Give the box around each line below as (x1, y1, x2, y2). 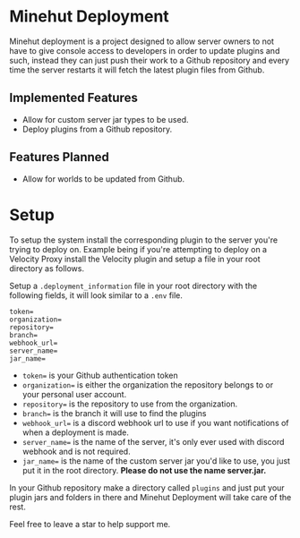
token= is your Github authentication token (21, 370, 178, 380)
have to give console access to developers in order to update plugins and (9, 45, 280, 56)
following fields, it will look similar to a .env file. (9, 289, 184, 301)
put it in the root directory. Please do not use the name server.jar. (21, 465, 267, 475)
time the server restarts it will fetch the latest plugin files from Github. (9, 64, 265, 75)
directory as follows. (9, 262, 85, 274)
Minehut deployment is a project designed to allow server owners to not (9, 36, 275, 47)
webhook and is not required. (21, 446, 132, 457)
